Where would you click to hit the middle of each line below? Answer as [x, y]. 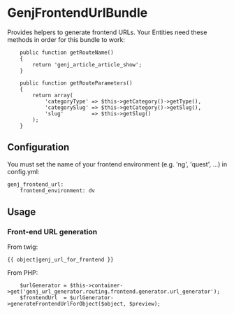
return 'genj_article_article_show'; [87, 64]
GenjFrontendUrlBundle [78, 13]
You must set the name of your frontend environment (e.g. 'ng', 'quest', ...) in [117, 164]
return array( [53, 95]
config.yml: [23, 171]
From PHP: [23, 273]
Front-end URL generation [52, 232]
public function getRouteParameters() [76, 83]
